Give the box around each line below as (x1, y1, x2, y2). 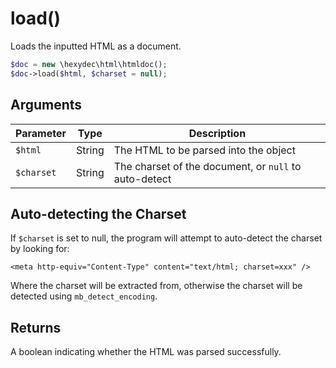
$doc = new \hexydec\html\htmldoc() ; (10, 59, 168, 69)
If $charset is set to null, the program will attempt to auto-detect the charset (10, 232, 323, 244)
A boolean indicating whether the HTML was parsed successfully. (10, 346, 282, 358)
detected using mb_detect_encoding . (10, 290, 158, 302)
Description (188, 126, 247, 140)
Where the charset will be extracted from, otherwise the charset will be (10, 280, 303, 292)
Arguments (10, 97, 83, 114)
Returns (10, 319, 62, 336)
